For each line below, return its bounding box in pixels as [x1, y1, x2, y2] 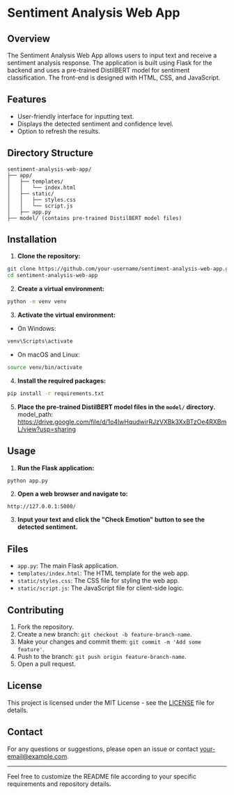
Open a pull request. [17, 660, 77, 668]
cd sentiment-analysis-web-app [7, 272, 98, 279]
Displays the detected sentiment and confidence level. [17, 119, 174, 128]
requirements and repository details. [7, 780, 111, 788]
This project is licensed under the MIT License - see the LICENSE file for [7, 698, 214, 706]
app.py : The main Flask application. [17, 562, 118, 570]
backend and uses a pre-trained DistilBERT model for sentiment [7, 66, 190, 74]
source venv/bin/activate [7, 364, 82, 371]
